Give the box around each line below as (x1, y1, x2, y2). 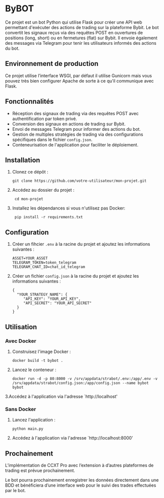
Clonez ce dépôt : (12, 169, 49, 175)
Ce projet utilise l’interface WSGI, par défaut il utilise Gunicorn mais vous (5, 72, 152, 79)
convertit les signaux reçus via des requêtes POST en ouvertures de (5, 29, 143, 35)
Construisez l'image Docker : (12, 349, 71, 354)
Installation (5, 156, 40, 164)
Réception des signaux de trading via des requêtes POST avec (12, 110, 139, 116)
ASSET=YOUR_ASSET (12, 256, 48, 261)
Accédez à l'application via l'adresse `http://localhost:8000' (12, 435, 134, 441)
